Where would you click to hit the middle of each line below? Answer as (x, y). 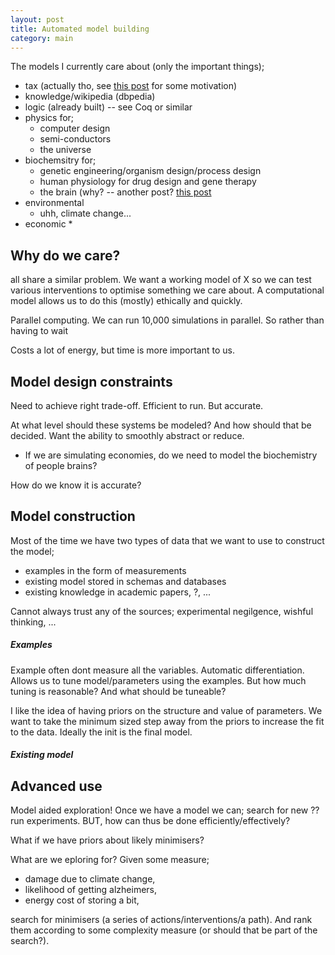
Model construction (73, 516)
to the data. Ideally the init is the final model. (101, 732)
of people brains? (61, 465)
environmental (54, 203)
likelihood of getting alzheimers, (91, 890)
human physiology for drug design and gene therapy (148, 182)
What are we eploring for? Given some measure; (110, 860)
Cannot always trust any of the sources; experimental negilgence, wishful (162, 611)
